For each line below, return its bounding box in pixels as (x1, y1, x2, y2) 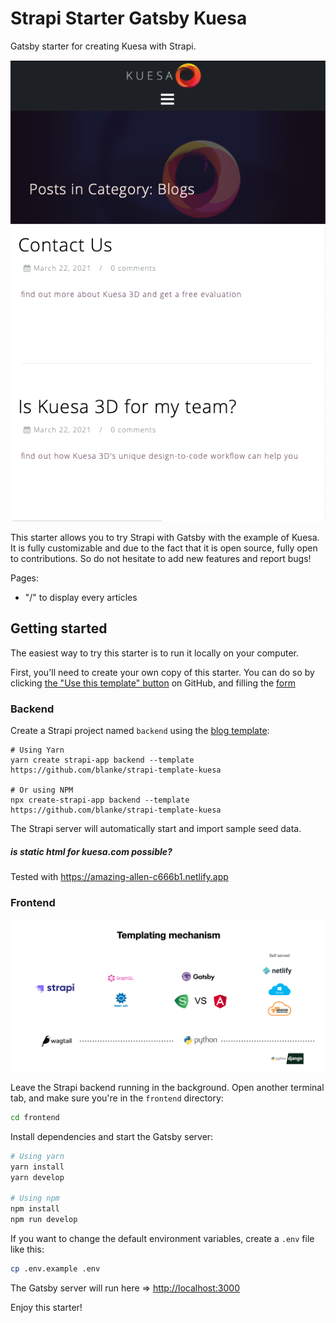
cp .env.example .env (10, 1263, 101, 1274)
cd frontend (10, 1112, 60, 1122)
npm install (10, 1204, 60, 1214)
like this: (10, 1243, 45, 1255)
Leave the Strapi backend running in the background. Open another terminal (10, 1081, 325, 1093)
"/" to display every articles (24, 591, 138, 603)
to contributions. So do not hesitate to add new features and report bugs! (10, 552, 312, 564)
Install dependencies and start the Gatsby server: (10, 1130, 214, 1142)
